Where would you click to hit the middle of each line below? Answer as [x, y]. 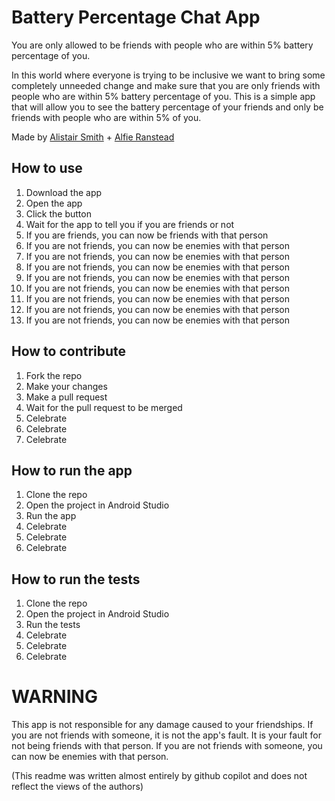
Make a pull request [66, 397]
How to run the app [72, 470]
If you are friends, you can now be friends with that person [147, 235]
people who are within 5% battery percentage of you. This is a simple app [163, 96]
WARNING [54, 697]
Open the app [54, 203]
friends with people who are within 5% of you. [106, 117]
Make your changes [66, 386]
